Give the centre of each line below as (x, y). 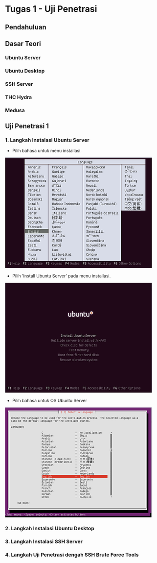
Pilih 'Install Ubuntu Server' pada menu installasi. (61, 276)
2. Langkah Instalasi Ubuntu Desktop (50, 529)
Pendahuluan (26, 27)
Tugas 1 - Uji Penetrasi (51, 9)
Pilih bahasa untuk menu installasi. (47, 151)
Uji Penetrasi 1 (27, 126)
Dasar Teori (23, 43)
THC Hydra (19, 97)
